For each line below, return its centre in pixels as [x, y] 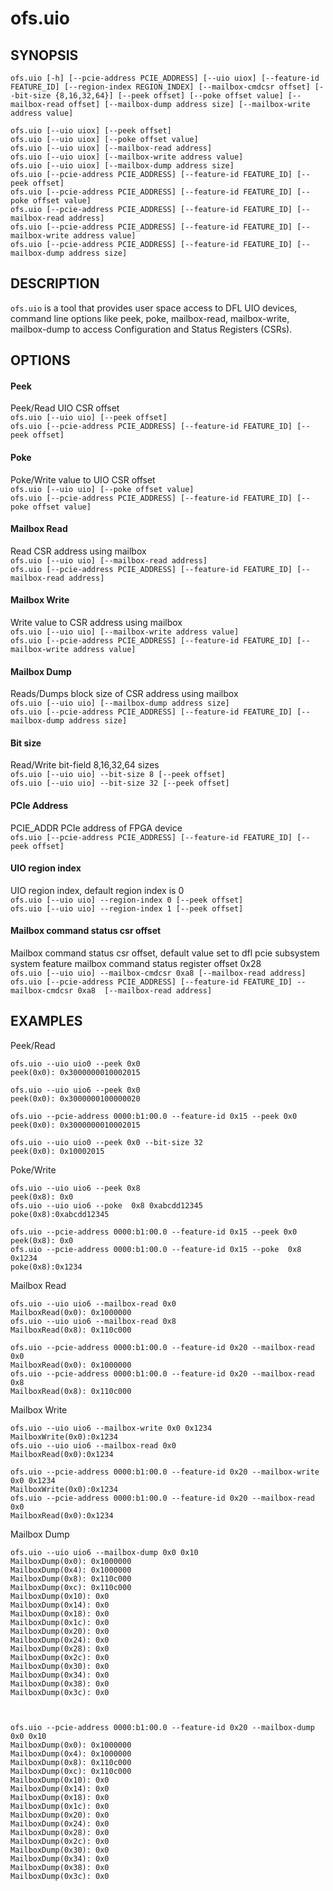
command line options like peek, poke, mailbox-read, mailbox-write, [150, 318]
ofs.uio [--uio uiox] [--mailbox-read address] [111, 148]
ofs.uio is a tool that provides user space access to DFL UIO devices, [154, 308]
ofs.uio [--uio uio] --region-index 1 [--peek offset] [127, 908]
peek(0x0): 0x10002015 [57, 1151]
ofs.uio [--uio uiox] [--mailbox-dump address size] [122, 166]
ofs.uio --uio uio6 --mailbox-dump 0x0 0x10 [104, 1552]
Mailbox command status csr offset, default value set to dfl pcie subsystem [165, 953]
